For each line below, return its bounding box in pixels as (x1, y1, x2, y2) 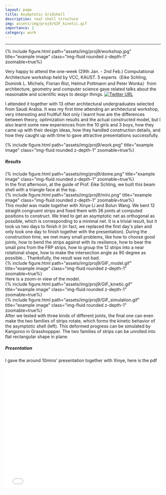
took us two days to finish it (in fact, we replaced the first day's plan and (5, 223, 152, 229)
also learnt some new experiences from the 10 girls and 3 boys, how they (5, 122, 154, 127)
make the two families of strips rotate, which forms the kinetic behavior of (5, 318, 156, 324)
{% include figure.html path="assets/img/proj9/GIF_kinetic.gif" (5, 281, 133, 287)
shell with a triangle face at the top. (5, 186, 77, 193)
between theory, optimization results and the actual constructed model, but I (5, 117, 161, 123)
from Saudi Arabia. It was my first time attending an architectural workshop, (5, 106, 159, 112)
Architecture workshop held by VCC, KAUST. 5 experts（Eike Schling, (5, 75, 147, 80)
